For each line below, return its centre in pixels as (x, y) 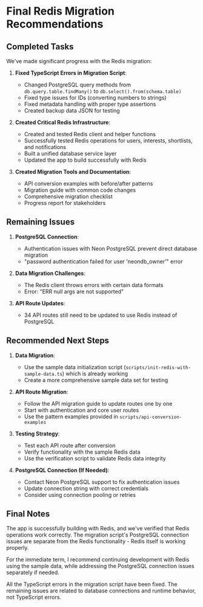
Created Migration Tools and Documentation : (73, 172)
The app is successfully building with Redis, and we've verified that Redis (98, 529)
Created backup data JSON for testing (72, 110)
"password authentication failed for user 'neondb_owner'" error (103, 261)
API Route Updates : (40, 303)
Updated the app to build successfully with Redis (85, 160)
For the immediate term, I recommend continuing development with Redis (98, 560)
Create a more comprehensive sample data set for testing (96, 380)
